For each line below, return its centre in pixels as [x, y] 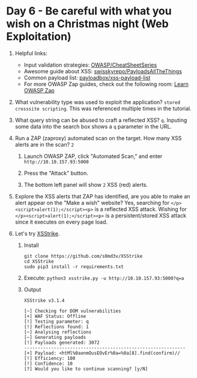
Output [32, 289]
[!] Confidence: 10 [48, 364]
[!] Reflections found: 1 [56, 327]
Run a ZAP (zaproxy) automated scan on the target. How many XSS [98, 138]
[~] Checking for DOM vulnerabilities [72, 311]
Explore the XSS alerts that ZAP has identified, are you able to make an [102, 196]
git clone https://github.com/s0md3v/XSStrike [83, 256]
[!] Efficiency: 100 [50, 358]
